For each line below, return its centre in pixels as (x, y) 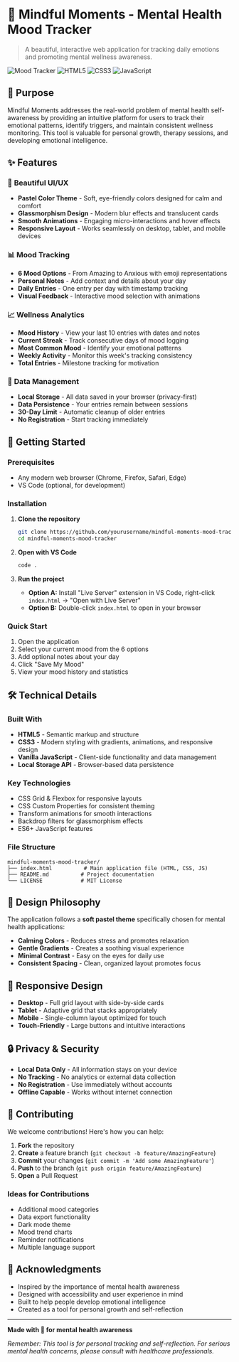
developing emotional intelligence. (58, 140)
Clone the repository (49, 519)
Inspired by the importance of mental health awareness (99, 1287)
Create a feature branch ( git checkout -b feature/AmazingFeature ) (117, 1153)
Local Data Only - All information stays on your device (97, 1069)
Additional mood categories (58, 1210)
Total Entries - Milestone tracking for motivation (88, 363)
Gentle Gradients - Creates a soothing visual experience (101, 948)
